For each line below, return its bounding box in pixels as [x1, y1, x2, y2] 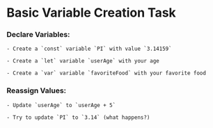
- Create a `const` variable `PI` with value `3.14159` [6, 45, 172, 53]
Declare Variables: [6, 30, 70, 40]
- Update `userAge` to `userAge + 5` [6, 102, 116, 109]
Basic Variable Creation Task [6, 5, 177, 21]
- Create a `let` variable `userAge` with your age [6, 58, 159, 65]
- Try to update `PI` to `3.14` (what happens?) [6, 113, 150, 121]
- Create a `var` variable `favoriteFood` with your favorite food [6, 70, 207, 77]
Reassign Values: [6, 86, 67, 95]
